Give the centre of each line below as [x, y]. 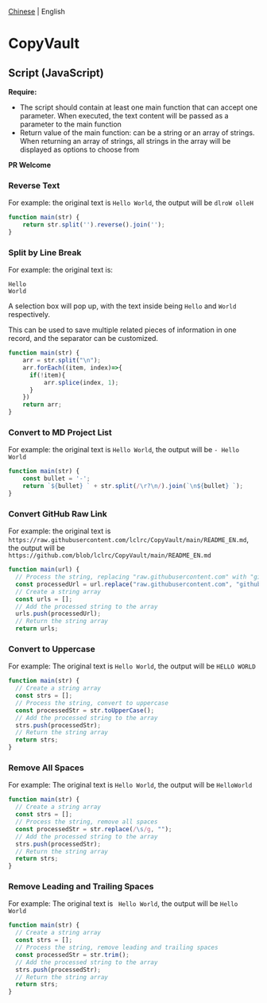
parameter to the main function [70, 124]
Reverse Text [34, 185]
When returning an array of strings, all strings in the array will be [125, 141]
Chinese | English [37, 12]
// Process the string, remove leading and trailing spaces [117, 948]
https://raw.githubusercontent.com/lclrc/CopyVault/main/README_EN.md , [128, 540]
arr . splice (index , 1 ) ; [81, 382]
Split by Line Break [45, 252]
